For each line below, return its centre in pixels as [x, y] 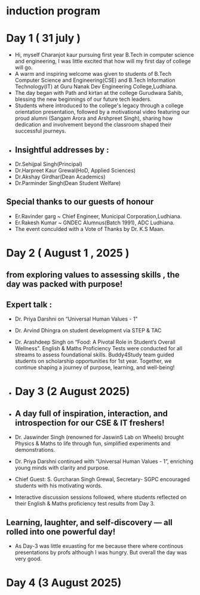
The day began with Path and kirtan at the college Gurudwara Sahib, [99, 93]
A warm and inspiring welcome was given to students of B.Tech [93, 74]
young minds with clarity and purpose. [62, 468]
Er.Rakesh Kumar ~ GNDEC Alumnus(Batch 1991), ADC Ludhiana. [95, 223]
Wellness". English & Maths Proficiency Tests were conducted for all [99, 349]
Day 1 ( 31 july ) [44, 38]
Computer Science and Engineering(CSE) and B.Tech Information [95, 80]
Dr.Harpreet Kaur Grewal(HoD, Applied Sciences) [75, 170]
